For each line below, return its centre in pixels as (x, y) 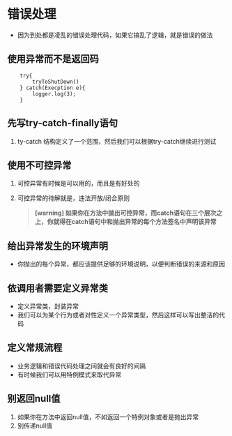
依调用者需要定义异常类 (57, 288)
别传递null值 (35, 426)
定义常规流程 (35, 348)
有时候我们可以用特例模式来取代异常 (69, 375)
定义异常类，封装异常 (48, 306)
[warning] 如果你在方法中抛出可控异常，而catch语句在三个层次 (125, 213)
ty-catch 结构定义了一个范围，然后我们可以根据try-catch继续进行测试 (117, 141)
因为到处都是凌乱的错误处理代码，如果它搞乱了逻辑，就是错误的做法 (115, 35)
